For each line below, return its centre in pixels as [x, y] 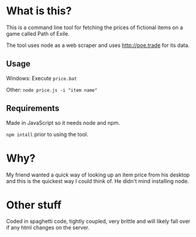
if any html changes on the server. [48, 227]
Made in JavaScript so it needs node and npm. [63, 122]
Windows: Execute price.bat [42, 78]
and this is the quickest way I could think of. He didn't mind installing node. [98, 181]
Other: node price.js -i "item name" [52, 90]
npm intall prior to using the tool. [47, 134]
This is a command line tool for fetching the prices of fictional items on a [94, 27]
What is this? [39, 11]
